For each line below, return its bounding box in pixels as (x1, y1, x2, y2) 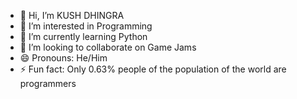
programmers (19, 78, 77, 89)
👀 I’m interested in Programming (19, 20, 153, 32)
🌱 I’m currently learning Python (19, 31, 148, 42)
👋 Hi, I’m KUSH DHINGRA (19, 10, 125, 21)
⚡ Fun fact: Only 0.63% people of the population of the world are (19, 63, 287, 75)
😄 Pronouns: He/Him (19, 52, 108, 64)
